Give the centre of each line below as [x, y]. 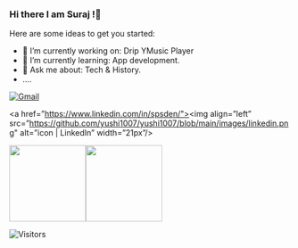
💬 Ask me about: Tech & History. [81, 70]
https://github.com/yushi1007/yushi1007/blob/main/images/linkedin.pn [159, 123]
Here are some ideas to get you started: [83, 34]
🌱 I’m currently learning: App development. [101, 61]
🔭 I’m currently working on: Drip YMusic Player [108, 51]
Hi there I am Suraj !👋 [55, 14]
